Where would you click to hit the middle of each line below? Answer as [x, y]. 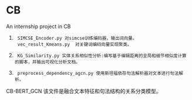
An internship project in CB [39, 26]
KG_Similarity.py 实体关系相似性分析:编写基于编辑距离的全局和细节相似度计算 [102, 56]
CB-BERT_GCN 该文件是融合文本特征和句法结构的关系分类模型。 [84, 91]
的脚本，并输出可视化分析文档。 [47, 62]
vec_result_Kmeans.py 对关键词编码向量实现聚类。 [75, 44]
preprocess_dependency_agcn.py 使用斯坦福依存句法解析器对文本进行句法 [98, 73]
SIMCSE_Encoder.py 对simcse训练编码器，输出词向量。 [77, 38]
